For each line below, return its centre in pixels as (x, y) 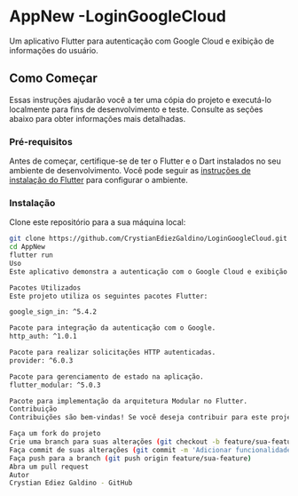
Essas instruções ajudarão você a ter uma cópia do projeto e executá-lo (141, 100)
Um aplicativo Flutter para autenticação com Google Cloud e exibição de (142, 41)
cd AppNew (27, 247)
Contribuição (33, 409)
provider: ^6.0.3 (41, 360)
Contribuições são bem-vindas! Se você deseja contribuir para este (138, 418)
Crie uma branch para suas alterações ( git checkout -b (114, 442)
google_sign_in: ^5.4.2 (53, 312)
